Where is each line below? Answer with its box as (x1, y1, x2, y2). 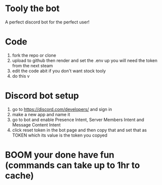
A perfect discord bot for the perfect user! (5, 19, 90, 25)
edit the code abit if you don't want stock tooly (12, 68, 106, 74)
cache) (5, 170, 34, 181)
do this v (12, 73, 30, 79)
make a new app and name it (12, 111, 70, 117)
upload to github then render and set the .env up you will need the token (12, 57, 158, 63)
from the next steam (12, 62, 53, 68)
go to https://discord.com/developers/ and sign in (12, 106, 112, 112)
